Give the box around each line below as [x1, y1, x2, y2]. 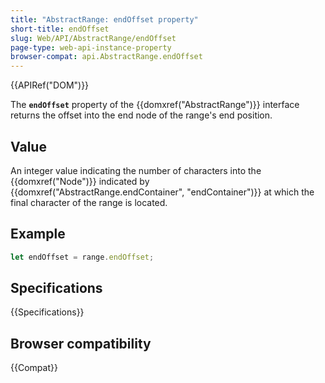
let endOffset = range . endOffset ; [10, 252, 155, 262]
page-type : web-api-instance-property [10, 42, 172, 53]
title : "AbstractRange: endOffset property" [10, 14, 199, 25]
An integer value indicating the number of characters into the [10, 164, 262, 176]
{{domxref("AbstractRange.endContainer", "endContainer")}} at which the [10, 186, 315, 198]
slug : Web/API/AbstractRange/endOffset [10, 33, 177, 43]
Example [10, 226, 66, 243]
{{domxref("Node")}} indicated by [10, 175, 150, 187]
